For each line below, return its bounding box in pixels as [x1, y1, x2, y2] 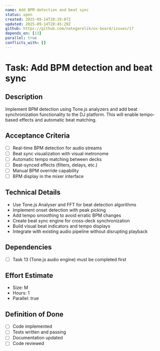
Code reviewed [12, 340, 44, 346]
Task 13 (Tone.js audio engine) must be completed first [12, 256, 127, 262]
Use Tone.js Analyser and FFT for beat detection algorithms [12, 201, 137, 207]
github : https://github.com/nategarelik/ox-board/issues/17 [5, 26, 134, 31]
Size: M [12, 284, 29, 290]
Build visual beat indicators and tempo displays [12, 223, 111, 229]
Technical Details [5, 188, 61, 197]
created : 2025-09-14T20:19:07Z [5, 17, 71, 22]
